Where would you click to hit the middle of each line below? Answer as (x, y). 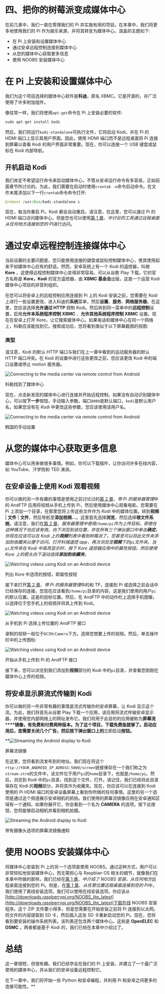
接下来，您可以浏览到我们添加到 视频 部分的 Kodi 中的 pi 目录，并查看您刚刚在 (82, 670)
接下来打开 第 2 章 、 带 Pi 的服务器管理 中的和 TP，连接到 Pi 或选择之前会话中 (82, 585)
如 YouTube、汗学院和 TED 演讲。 (39, 469)
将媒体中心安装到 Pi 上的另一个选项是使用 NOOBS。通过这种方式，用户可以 (81, 867)
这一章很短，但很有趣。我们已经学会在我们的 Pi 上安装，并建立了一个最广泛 (82, 964)
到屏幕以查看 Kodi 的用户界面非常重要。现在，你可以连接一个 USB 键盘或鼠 (81, 144)
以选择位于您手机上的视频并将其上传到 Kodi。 (51, 603)
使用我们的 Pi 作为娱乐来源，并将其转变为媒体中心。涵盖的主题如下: (82, 31)
